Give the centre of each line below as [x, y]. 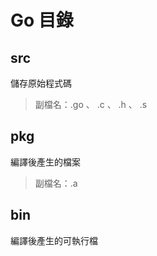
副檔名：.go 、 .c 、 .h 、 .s [91, 104]
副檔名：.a [56, 183]
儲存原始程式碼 [41, 83]
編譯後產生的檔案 [45, 162]
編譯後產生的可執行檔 [54, 240]
